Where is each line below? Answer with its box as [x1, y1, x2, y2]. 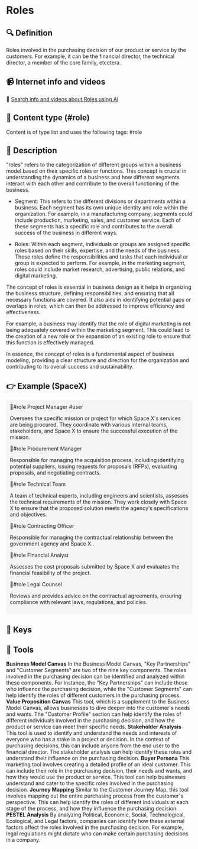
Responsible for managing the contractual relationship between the [9, 534, 174, 541]
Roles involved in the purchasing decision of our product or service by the [6, 47, 186, 53]
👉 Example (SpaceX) [6, 381, 87, 391]
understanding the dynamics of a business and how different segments [6, 174, 180, 181]
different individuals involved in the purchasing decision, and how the [6, 717, 176, 724]
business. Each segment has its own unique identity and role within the [14, 204, 188, 211]
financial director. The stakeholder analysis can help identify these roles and [6, 748, 192, 756]
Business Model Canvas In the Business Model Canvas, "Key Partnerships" [6, 660, 191, 667]
